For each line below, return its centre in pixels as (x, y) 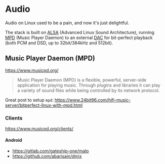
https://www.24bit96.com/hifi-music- (93, 100)
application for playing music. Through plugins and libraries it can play (89, 85)
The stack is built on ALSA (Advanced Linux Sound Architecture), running (80, 32)
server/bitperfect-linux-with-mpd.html (44, 105)
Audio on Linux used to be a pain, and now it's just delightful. (67, 23)
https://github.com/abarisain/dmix (47, 156)
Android (14, 140)
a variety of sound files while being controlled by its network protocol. (88, 90)
